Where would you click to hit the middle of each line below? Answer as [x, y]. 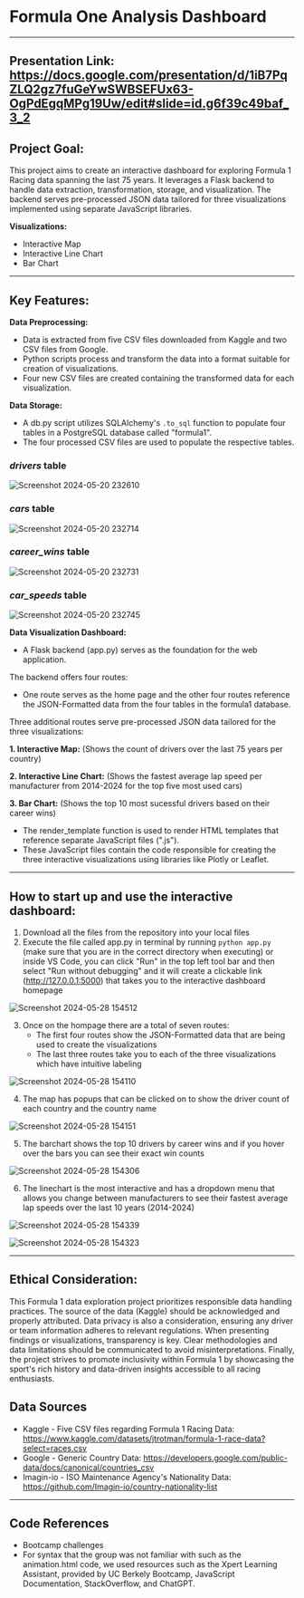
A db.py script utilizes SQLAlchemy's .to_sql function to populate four [154, 422]
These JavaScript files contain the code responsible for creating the [149, 850]
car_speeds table [48, 595]
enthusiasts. [32, 1378]
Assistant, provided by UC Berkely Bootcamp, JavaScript [128, 1574]
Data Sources [48, 1407]
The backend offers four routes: [69, 678]
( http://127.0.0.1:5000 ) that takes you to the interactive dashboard [144, 980]
